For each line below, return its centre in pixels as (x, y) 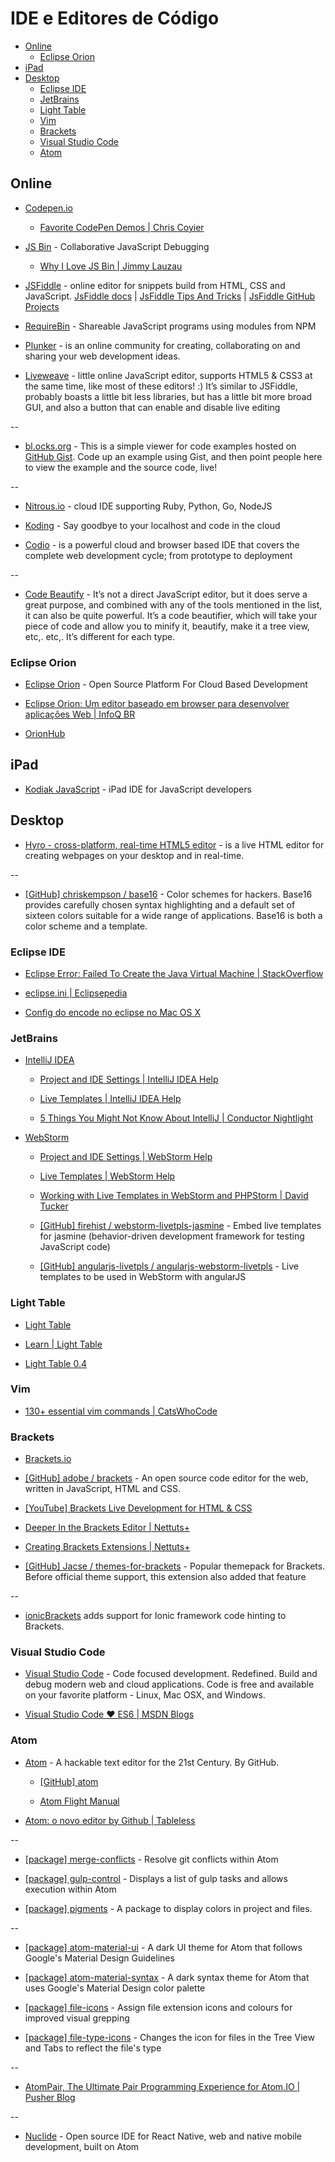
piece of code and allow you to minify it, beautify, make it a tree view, (167, 626)
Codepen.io (48, 208)
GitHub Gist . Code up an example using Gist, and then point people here (173, 456)
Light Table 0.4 (55, 1363)
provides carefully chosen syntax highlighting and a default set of (160, 904)
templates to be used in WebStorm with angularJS (143, 1277)
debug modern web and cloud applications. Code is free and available (169, 1684)
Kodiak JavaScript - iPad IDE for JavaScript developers (138, 789)
